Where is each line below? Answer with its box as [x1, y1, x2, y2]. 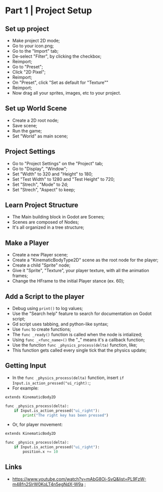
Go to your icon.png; [12, 43, 54, 49]
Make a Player [5, 239, 49, 247]
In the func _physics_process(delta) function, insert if [12, 375, 124, 381]
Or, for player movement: [12, 422, 63, 427]
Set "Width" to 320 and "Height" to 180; [12, 171, 93, 177]
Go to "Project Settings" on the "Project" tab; [12, 160, 104, 166]
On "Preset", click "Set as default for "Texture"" [12, 79, 109, 85]
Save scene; [12, 122, 38, 128]
